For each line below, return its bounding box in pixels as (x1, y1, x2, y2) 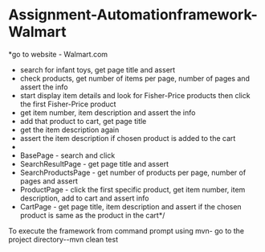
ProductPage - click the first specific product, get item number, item (19, 184, 246, 194)
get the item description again (19, 125, 120, 134)
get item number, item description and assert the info (19, 107, 196, 118)
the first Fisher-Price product (19, 99, 116, 109)
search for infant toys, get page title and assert (19, 64, 176, 74)
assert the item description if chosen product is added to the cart (19, 133, 236, 143)
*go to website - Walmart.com (8, 49, 108, 59)
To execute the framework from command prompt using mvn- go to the (8, 225, 245, 235)
